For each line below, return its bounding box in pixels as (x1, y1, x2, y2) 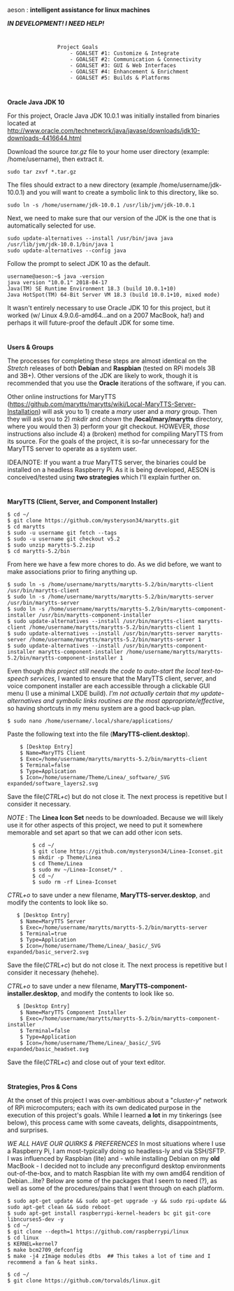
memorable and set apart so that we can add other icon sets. (7, 828, 183, 837)
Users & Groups (7, 342, 54, 351)
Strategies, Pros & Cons (7, 1082, 78, 1091)
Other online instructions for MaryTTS (7, 392, 117, 400)
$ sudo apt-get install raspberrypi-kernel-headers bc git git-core (7, 1210, 211, 1217)
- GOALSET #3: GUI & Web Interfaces (69, 62, 177, 69)
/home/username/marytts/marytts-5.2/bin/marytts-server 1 (29, 636, 201, 643)
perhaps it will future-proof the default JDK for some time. (7, 318, 175, 327)
